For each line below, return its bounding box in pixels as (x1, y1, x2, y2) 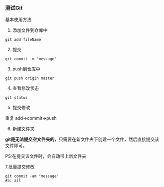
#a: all (5, 178, 21, 183)
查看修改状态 (12, 85, 39, 91)
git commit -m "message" (5, 56, 57, 62)
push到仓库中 (12, 66, 41, 72)
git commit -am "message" (5, 174, 59, 179)
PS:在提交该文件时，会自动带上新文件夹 (5, 153, 86, 159)
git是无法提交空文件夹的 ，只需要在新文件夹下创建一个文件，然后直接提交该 (5, 136, 160, 143)
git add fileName (5, 37, 41, 42)
